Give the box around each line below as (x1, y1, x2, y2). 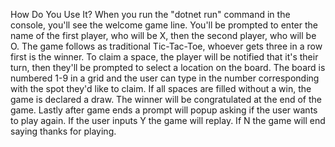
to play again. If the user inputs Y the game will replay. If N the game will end (10, 115, 326, 126)
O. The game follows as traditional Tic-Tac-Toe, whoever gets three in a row (10, 40, 323, 52)
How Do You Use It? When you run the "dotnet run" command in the (10, 9, 291, 20)
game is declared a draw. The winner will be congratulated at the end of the (10, 94, 322, 105)
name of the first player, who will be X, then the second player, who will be (10, 30, 317, 41)
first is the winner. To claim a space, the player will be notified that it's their (10, 51, 319, 63)
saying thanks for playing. (10, 125, 117, 137)
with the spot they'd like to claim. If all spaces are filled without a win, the (10, 83, 312, 94)
